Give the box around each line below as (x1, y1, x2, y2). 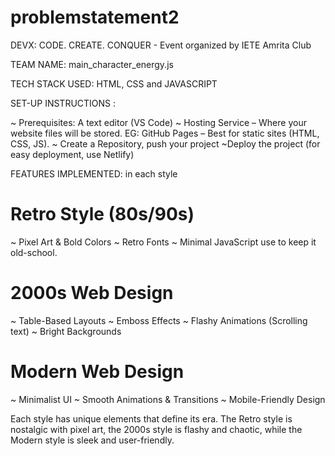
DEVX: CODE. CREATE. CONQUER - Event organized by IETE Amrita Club (10, 39, 312, 51)
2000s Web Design (10, 282, 174, 305)
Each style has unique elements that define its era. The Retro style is (10, 412, 293, 425)
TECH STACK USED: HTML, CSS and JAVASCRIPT (10, 77, 218, 90)
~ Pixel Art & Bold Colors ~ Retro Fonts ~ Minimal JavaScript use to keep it (10, 236, 317, 248)
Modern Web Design (10, 361, 185, 383)
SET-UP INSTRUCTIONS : (10, 97, 117, 109)
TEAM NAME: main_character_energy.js (10, 58, 174, 70)
